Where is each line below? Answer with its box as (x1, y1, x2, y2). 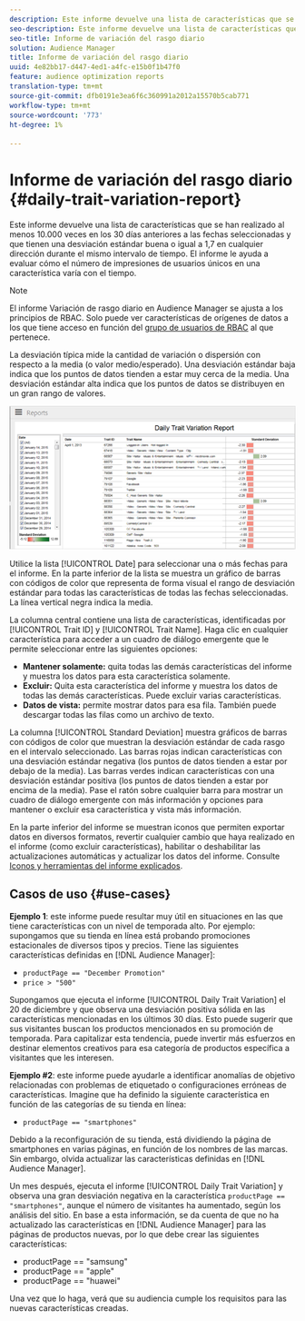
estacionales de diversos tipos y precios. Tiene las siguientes (9, 939, 239, 950)
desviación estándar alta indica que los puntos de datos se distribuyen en (9, 378, 285, 390)
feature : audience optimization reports (9, 73, 165, 82)
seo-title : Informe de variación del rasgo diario (9, 34, 205, 43)
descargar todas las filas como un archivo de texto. (22, 710, 215, 720)
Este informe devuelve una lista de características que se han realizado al (9, 219, 285, 231)
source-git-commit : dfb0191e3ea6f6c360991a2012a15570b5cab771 (9, 91, 250, 100)
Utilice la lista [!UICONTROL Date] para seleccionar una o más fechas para (9, 559, 289, 570)
